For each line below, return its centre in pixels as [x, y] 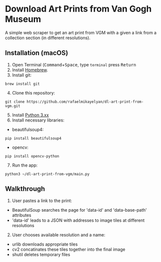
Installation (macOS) [37, 53]
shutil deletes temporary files [41, 254]
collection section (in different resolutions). [48, 38]
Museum [23, 19]
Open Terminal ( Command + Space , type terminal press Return [74, 64]
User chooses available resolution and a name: [59, 235]
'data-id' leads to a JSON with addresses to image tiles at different [78, 220]
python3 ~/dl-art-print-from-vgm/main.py [47, 174]
